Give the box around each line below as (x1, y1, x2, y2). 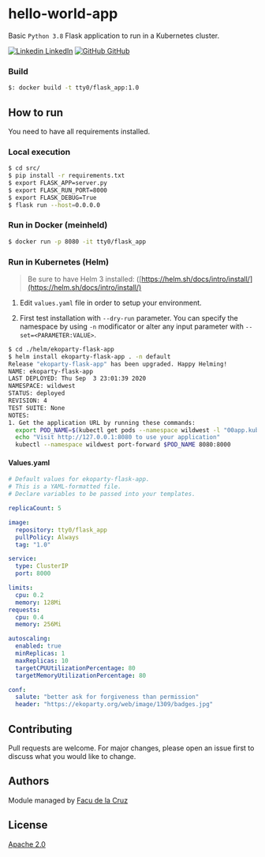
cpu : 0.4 (15, 613, 44, 621)
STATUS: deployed (8, 389, 65, 397)
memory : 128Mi (15, 598, 62, 607)
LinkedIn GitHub (45, 46, 130, 55)
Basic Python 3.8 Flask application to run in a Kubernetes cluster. (8, 31, 219, 40)
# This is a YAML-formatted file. (8, 483, 122, 491)
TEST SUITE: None (8, 404, 65, 412)
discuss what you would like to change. (8, 751, 136, 761)
